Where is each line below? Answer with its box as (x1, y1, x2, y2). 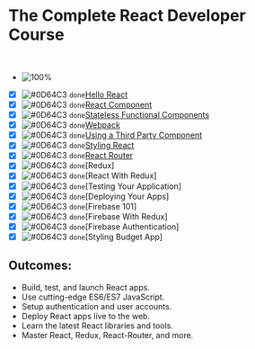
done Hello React (69, 89, 127, 100)
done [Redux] (69, 160, 115, 171)
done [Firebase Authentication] (69, 221, 180, 232)
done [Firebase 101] (69, 201, 137, 211)
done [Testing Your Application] (69, 181, 181, 192)
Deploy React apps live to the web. (21, 310, 150, 321)
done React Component (69, 100, 153, 110)
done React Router (69, 150, 134, 161)
